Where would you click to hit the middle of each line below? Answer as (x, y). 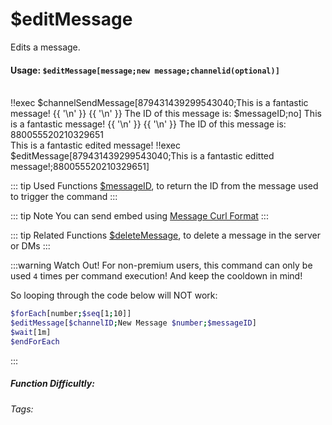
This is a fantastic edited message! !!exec (95, 145)
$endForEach (35, 341)
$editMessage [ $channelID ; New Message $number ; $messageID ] (133, 323)
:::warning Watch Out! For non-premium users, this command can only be (161, 265)
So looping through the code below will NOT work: (114, 295)
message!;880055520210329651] (80, 167)
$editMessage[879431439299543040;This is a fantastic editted (142, 156)
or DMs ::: (30, 246)
